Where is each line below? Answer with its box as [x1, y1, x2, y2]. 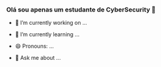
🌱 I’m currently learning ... [15, 31, 80, 38]
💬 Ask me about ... [15, 54, 61, 62]
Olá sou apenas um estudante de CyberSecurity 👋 [6, 5, 156, 14]
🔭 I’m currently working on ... [15, 19, 87, 27]
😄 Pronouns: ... [15, 42, 54, 50]
